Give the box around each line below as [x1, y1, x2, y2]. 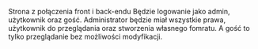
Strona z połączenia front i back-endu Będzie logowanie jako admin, [8, 7, 230, 16]
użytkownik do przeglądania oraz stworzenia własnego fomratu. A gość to [8, 24, 251, 32]
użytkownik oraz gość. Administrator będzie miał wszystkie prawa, [8, 15, 226, 24]
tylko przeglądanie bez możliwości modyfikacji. [8, 32, 163, 41]
